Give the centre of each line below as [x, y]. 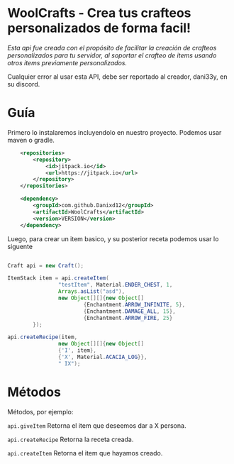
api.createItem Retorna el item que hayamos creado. [85, 453]
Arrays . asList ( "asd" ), [91, 292]
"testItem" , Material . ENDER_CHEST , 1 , [115, 285]
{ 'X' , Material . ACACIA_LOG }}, [102, 357]
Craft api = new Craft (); [45, 265]
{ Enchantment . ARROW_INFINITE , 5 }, [134, 304]
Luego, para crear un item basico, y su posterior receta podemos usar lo [113, 238]
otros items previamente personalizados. [67, 62]
